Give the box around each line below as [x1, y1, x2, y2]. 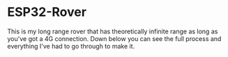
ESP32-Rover [7, 4, 87, 20]
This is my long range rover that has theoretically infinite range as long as [7, 27, 218, 35]
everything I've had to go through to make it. [7, 42, 135, 50]
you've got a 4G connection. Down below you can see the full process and [7, 34, 222, 42]
